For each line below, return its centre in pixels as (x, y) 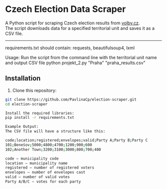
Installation (23, 78)
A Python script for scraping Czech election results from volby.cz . (73, 23)
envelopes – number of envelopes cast (45, 173)
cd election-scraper (27, 104)
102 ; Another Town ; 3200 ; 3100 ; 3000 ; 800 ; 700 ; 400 (53, 149)
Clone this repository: (34, 90)
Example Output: (22, 127)
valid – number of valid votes (38, 177)
